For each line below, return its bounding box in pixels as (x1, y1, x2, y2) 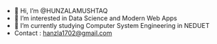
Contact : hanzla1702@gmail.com (14, 29, 112, 37)
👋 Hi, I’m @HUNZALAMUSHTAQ (14, 7, 108, 15)
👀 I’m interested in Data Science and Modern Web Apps (14, 14, 178, 22)
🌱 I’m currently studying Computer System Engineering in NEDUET (14, 22, 210, 29)
